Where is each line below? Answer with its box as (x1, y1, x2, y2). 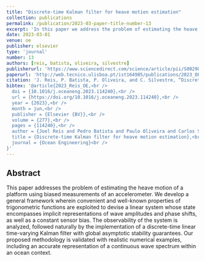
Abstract (6, 168, 41, 178)
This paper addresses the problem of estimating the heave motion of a (6, 184, 184, 191)
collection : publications (6, 15, 72, 21)
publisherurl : (6, 65, 43, 72)
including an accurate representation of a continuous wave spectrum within (6, 243, 196, 250)
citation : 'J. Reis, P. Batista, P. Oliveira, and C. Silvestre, (6, 77, 176, 83)
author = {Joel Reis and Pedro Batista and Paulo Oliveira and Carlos (12, 128, 195, 134)
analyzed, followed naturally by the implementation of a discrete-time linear (6, 223, 196, 230)
